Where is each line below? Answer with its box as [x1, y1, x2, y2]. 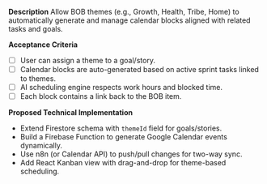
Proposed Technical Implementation [8, 108, 133, 118]
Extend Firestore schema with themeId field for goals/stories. [19, 123, 222, 133]
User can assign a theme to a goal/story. [19, 56, 156, 65]
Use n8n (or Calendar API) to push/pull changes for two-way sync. [19, 149, 243, 159]
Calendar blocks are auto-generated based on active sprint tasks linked [19, 65, 259, 75]
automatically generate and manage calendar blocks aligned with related [8, 15, 251, 25]
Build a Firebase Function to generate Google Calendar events [19, 132, 228, 142]
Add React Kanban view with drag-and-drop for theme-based [19, 158, 227, 168]
